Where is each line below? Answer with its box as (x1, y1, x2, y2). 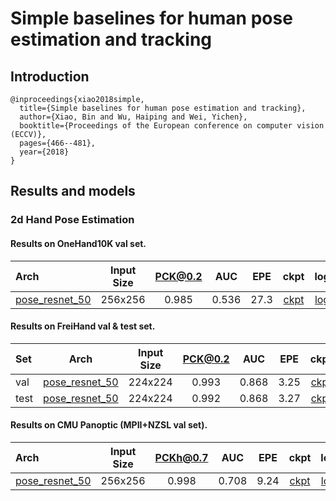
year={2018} (19, 147, 70, 157)
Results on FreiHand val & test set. (10, 320, 156, 332)
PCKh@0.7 (154, 450, 209, 464)
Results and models (10, 183, 136, 200)
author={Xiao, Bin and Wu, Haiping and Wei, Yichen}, (19, 112, 248, 122)
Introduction (10, 68, 90, 85)
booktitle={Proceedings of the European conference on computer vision (19, 121, 325, 131)
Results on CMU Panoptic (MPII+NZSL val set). (10, 419, 208, 431)
